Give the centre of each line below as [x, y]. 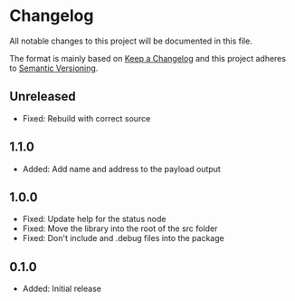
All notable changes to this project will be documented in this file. [131, 41]
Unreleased [43, 97]
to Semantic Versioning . [54, 68]
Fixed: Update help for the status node [94, 219]
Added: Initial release [62, 289]
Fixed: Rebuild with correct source [86, 118]
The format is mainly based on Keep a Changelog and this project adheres [148, 58]
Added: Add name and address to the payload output [122, 169]
